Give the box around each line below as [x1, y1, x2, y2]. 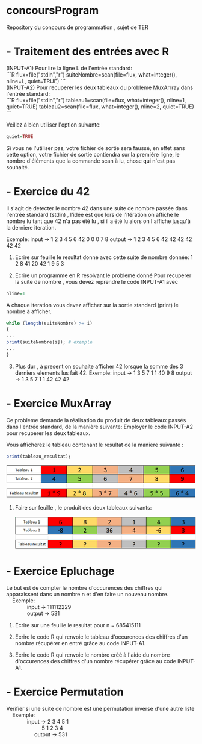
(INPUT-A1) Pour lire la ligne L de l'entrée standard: [6, 64, 132, 72]
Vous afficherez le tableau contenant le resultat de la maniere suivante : [6, 441, 184, 448]
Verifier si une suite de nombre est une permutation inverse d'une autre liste [6, 705, 195, 712]
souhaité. [6, 163, 29, 170]
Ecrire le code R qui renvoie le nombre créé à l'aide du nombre [14, 651, 170, 658]
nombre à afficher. [6, 308, 52, 315]
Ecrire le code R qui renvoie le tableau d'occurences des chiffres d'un [14, 633, 188, 640]
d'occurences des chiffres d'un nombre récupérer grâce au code [14, 657, 176, 664]
